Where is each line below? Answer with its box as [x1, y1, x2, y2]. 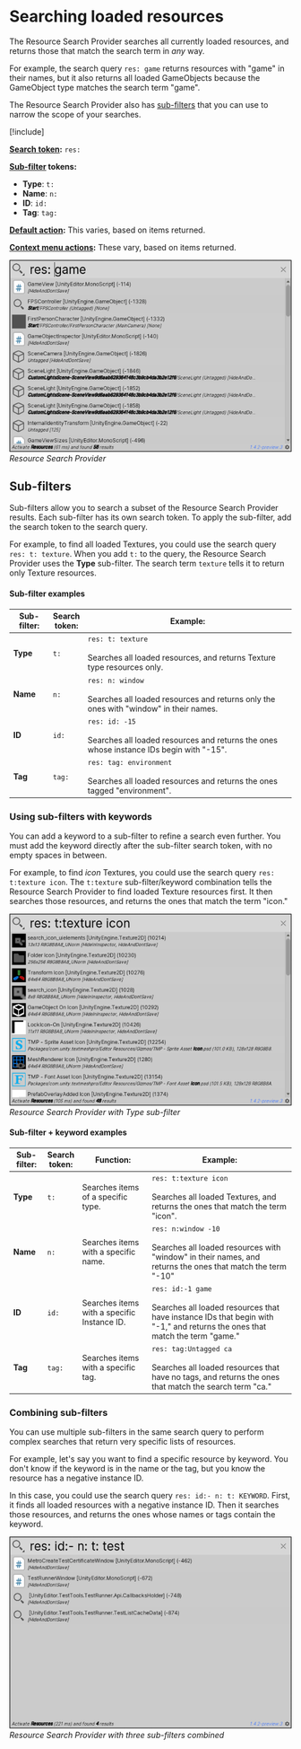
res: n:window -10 [151, 1224, 220, 1234]
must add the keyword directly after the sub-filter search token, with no [9, 839, 273, 850]
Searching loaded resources [9, 6, 224, 27]
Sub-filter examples [9, 588, 85, 599]
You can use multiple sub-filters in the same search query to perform [9, 1427, 264, 1437]
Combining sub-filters [9, 1406, 108, 1419]
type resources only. [87, 662, 164, 672]
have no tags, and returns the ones [151, 1372, 280, 1383]
